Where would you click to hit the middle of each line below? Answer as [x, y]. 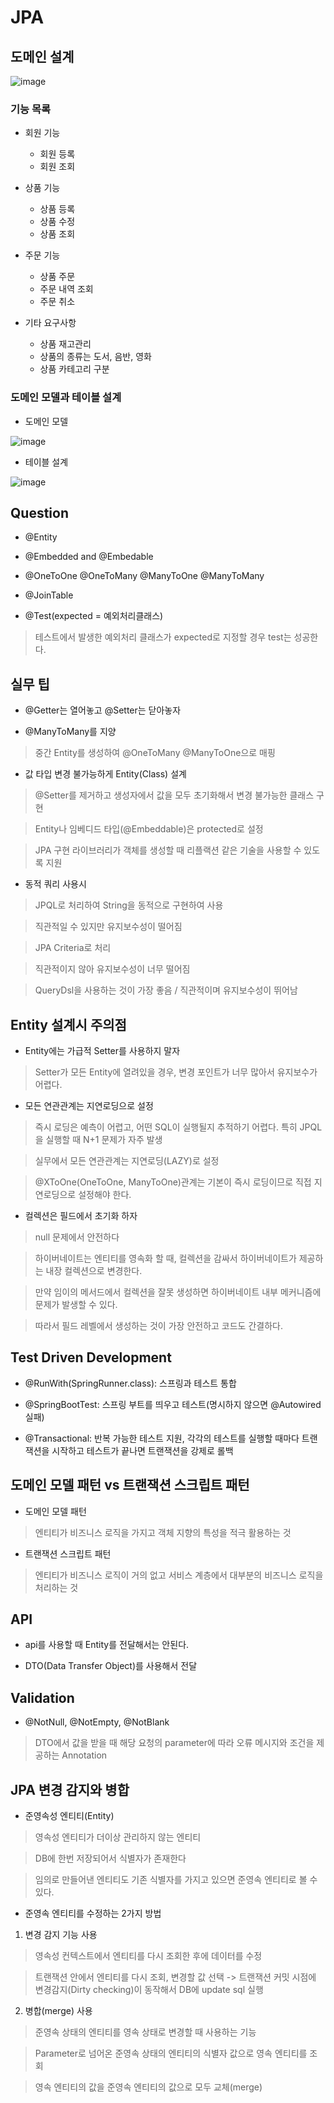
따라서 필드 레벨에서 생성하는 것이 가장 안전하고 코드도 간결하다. [158, 1326]
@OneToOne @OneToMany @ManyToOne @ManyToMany [144, 576]
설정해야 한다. [105, 1195]
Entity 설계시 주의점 [68, 1024]
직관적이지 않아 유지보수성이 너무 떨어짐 [112, 969]
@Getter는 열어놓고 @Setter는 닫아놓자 [103, 710]
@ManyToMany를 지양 [70, 732]
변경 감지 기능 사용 [61, 1935]
